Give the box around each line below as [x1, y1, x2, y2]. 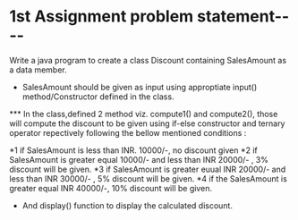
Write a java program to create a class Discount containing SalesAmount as [9, 55, 287, 65]
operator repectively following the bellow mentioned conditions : [9, 127, 247, 138]
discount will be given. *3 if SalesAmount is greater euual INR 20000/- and [9, 164, 286, 174]
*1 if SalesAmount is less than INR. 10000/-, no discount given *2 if [9, 145, 258, 156]
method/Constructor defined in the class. [21, 91, 175, 102]
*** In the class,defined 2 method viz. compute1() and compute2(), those [9, 108, 278, 119]
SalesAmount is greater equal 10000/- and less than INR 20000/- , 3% [9, 154, 268, 165]
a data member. [9, 64, 67, 75]
